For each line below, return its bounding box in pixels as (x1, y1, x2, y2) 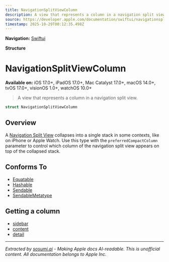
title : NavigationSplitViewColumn (5, 7, 78, 13)
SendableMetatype (12, 192, 52, 198)
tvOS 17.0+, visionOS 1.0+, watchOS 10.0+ (5, 85, 92, 91)
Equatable (12, 176, 34, 182)
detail (12, 231, 24, 237)
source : (5, 17, 22, 22)
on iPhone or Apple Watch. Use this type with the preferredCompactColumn (5, 137, 158, 143)
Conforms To (5, 163, 47, 171)
